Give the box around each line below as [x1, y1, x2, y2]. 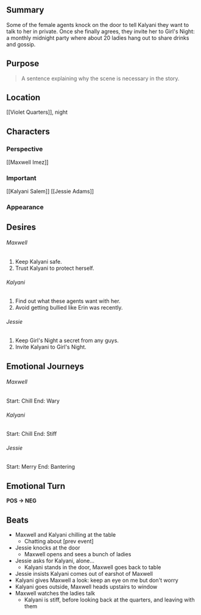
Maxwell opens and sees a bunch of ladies [24, 550, 132, 557]
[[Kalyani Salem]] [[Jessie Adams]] [6, 188, 94, 195]
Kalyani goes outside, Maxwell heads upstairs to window [15, 583, 158, 590]
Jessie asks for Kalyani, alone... [15, 557, 95, 564]
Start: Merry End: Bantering [6, 463, 75, 471]
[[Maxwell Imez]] [6, 158, 49, 166]
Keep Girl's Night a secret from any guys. [15, 337, 119, 345]
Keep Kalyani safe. [15, 258, 62, 265]
